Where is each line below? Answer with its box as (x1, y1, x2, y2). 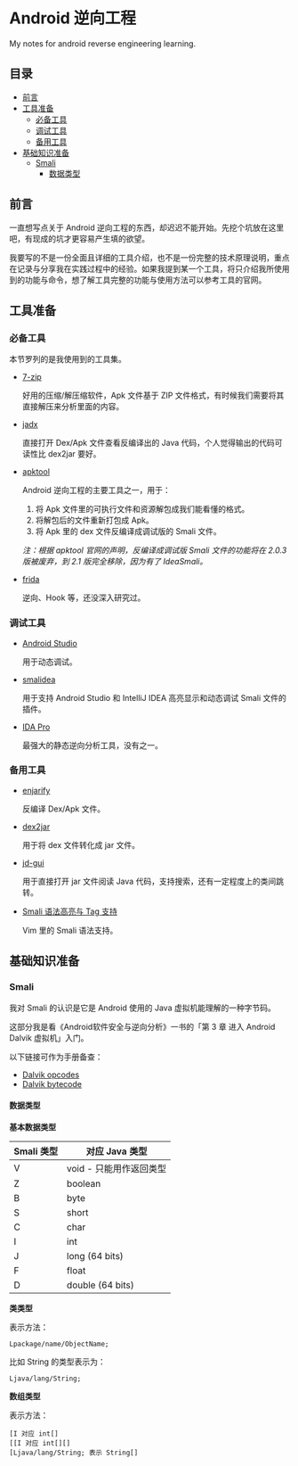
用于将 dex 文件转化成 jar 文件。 (21, 839, 141, 850)
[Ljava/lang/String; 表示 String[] (9, 1448, 139, 1457)
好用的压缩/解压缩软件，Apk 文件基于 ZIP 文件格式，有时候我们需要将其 (21, 390, 285, 401)
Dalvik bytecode (21, 1078, 83, 1089)
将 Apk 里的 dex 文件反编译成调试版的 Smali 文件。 (35, 526, 222, 537)
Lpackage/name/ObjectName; (9, 1339, 109, 1348)
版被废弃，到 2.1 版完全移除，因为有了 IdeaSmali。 (21, 556, 208, 567)
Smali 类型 (13, 1145, 59, 1157)
